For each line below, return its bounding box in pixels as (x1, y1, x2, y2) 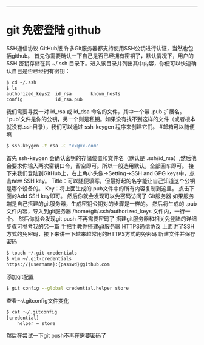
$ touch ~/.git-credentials (6, 250, 78, 256)
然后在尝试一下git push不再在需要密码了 (6, 332, 107, 340)
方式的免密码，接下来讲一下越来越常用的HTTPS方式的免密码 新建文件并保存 (6, 230, 196, 238)
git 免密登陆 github (6, 24, 101, 37)
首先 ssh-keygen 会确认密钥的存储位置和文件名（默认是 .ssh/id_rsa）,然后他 (6, 155, 197, 162)
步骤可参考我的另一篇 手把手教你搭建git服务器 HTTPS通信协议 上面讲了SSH (6, 223, 195, 230)
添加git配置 (6, 273, 35, 280)
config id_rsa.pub (6, 96, 83, 102)
